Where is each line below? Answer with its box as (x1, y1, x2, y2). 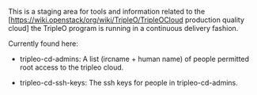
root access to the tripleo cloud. (19, 63, 124, 72)
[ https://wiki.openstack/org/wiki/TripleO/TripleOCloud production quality (8, 15, 245, 25)
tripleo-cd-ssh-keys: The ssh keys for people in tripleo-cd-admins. (19, 78, 239, 87)
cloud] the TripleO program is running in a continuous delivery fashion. (8, 24, 239, 32)
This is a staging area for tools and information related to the (8, 7, 206, 16)
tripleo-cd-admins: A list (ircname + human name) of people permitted (19, 55, 250, 63)
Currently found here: (8, 39, 79, 48)
